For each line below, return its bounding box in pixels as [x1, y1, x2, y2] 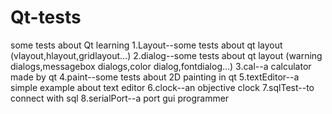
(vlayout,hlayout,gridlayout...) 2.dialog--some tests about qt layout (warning [10, 49, 323, 61]
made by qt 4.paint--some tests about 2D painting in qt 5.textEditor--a [10, 71, 300, 83]
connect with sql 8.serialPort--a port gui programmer [10, 92, 230, 104]
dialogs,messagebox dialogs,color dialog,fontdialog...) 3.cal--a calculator [10, 60, 312, 72]
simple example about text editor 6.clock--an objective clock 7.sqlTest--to [10, 81, 315, 93]
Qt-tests [10, 6, 82, 29]
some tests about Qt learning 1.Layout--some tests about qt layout [10, 39, 283, 51]
